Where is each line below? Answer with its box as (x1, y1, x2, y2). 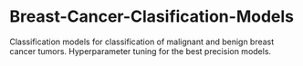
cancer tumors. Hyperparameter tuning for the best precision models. (9, 45, 272, 56)
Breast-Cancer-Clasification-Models (9, 6, 295, 27)
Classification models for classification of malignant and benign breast (9, 36, 275, 47)
